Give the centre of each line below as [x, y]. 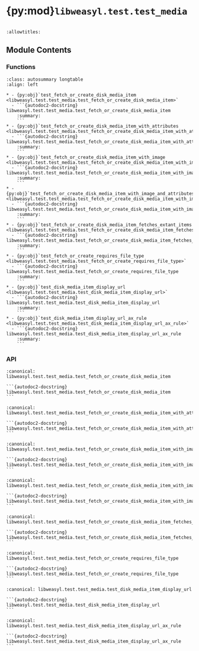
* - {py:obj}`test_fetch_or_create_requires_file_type [75, 256]
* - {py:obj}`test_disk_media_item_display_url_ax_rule [76, 318]
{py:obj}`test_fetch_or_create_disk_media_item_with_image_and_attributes [100, 193]
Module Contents [39, 50]
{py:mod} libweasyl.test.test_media [97, 11]
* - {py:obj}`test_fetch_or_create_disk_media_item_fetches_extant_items [99, 225]
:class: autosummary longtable [45, 79]
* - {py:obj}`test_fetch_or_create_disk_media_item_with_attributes [92, 126]
